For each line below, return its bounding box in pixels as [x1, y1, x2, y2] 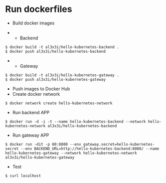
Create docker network [12, 91, 60, 97]
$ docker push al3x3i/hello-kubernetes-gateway [5, 77, 106, 82]
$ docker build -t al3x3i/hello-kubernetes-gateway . [5, 72, 120, 78]
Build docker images [12, 20, 55, 26]
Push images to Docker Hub [12, 86, 70, 92]
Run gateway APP [12, 132, 49, 138]
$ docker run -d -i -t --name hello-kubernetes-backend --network [5, 119, 146, 124]
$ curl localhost [5, 173, 41, 178]
